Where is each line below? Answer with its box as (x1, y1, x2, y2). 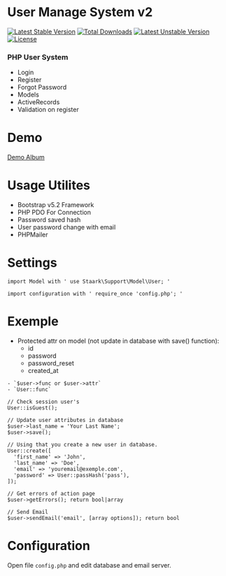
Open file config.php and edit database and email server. (7, 561, 171, 569)
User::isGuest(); (7, 404, 58, 412)
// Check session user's (7, 398, 80, 405)
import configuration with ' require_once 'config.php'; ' (7, 290, 183, 297)
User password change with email (17, 223, 116, 232)
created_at (27, 366, 59, 374)
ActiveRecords (17, 98, 60, 106)
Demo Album (7, 153, 45, 162)
